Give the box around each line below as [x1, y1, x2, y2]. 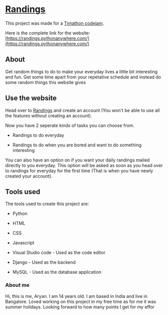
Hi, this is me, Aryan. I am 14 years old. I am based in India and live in [5, 293, 148, 299]
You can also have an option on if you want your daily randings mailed [5, 157, 150, 163]
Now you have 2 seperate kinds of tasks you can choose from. [5, 122, 134, 128]
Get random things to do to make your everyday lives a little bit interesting [5, 68, 158, 74]
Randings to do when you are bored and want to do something [12, 142, 142, 148]
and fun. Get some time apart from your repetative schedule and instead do [5, 74, 161, 80]
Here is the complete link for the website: [5, 30, 90, 36]
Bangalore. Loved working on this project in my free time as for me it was [5, 298, 156, 304]
